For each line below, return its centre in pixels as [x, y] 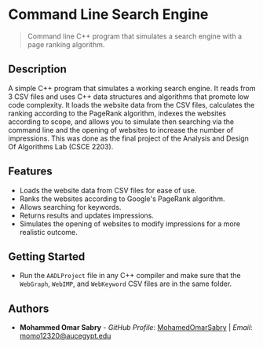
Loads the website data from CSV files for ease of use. [108, 190]
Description [37, 70]
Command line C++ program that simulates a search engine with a [134, 36]
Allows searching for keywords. [70, 207]
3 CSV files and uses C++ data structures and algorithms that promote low [129, 97]
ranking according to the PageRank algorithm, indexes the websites [117, 113]
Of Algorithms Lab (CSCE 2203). [61, 146]
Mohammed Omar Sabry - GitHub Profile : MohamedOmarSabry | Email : [136, 328]
